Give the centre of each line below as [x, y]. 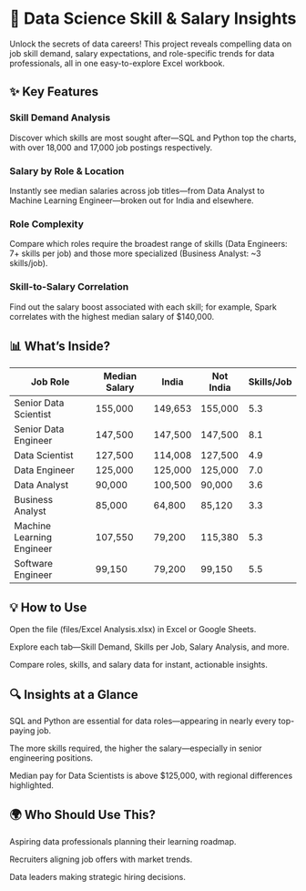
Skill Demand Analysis [60, 118]
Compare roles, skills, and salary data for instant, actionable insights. [139, 665]
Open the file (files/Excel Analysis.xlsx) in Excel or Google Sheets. [133, 630]
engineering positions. [51, 758]
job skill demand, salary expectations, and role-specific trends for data [142, 53]
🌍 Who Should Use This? [83, 815]
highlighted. [32, 785]
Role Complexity [46, 224]
